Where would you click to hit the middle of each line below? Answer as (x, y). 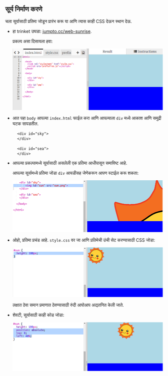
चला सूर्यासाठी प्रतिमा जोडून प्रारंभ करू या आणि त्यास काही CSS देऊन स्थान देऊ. (69, 21)
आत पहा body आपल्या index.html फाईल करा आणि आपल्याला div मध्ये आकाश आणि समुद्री (87, 118)
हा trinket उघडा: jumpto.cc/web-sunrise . (52, 31)
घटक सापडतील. (25, 123)
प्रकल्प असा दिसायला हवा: (32, 41)
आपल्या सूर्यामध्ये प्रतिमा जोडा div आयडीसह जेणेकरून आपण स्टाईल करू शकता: (75, 173)
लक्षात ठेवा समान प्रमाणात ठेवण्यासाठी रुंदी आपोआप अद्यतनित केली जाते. (68, 305)
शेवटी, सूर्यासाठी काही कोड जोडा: (38, 315)
